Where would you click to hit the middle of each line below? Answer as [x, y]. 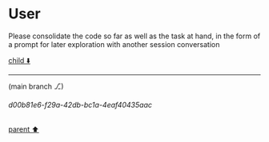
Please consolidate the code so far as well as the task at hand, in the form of [134, 36]
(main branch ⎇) [36, 86]
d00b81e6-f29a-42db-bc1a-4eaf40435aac [80, 105]
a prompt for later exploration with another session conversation [114, 44]
